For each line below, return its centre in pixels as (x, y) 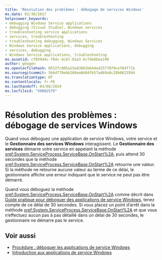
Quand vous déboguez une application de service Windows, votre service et (81, 139)
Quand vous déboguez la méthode (39, 190)
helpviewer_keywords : (27, 18)
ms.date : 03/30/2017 (26, 14)
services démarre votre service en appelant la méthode (61, 149)
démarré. (14, 180)
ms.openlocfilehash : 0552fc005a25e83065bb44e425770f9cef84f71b (70, 69)
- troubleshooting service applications (46, 32)
